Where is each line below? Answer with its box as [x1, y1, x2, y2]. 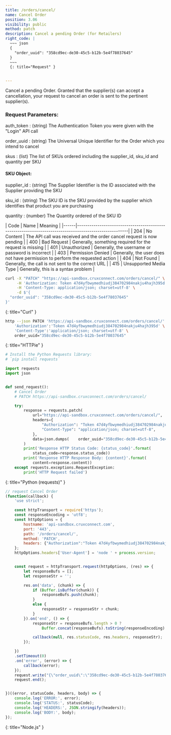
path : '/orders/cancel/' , [23, 531, 79, 537]
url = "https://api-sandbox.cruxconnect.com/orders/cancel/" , [32, 412, 163, 418]
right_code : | [5, 36, 36, 41]
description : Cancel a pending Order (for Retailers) [5, 31, 122, 36]
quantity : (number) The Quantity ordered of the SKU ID [5, 213, 122, 219]
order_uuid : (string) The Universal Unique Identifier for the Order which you [5, 138, 164, 144]
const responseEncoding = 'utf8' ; [14, 512, 88, 518]
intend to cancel [5, 144, 39, 150]
